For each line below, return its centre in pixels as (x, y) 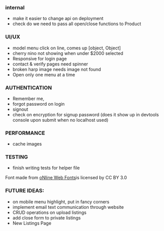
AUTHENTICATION (28, 88)
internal (15, 8)
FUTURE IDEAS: (25, 191)
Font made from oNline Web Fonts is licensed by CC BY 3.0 (66, 178)
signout (20, 109)
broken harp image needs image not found (57, 69)
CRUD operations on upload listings (49, 212)
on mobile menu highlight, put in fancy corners (61, 202)
